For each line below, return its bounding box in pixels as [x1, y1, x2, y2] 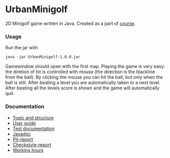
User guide [12, 120, 36, 126]
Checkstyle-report [12, 141, 52, 148]
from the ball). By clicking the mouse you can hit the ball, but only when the [5, 74, 163, 80]
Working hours [12, 147, 44, 153]
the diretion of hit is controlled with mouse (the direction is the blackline [5, 69, 155, 75]
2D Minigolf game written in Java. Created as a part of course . [5, 20, 136, 26]
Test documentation [12, 125, 55, 132]
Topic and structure [12, 114, 54, 120]
